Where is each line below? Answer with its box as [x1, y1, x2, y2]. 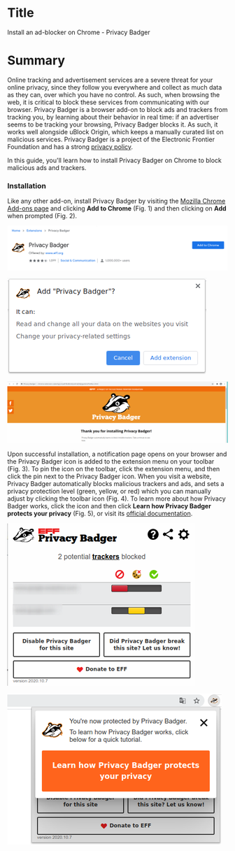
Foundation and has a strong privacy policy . [7, 142, 134, 151]
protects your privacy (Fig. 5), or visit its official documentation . [7, 509, 193, 518]
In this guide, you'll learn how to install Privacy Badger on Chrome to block [7, 156, 222, 164]
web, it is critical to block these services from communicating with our [7, 98, 210, 106]
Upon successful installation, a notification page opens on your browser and [7, 450, 227, 459]
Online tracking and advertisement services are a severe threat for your [7, 76, 213, 84]
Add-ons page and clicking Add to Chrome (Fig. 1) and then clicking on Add [7, 204, 227, 213]
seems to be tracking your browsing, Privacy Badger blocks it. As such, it [7, 120, 218, 129]
